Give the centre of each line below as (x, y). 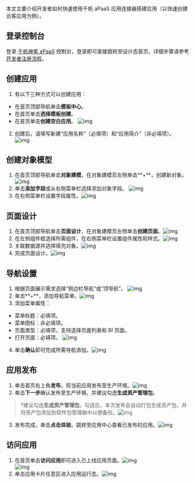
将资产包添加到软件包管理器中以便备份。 (69, 412)
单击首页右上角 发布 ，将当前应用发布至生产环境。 (73, 385)
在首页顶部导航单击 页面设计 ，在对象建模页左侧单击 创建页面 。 (89, 231)
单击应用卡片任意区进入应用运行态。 (58, 474)
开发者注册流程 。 (27, 58)
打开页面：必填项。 (38, 337)
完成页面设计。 (32, 253)
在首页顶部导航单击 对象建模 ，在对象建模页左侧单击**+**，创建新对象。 (101, 175)
